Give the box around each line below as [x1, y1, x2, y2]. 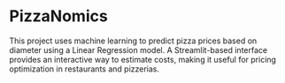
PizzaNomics [9, 6, 108, 26]
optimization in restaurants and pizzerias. [9, 64, 160, 74]
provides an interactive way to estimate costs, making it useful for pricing [9, 54, 277, 64]
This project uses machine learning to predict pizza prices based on [9, 35, 258, 46]
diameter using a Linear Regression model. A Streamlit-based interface [9, 44, 268, 55]
